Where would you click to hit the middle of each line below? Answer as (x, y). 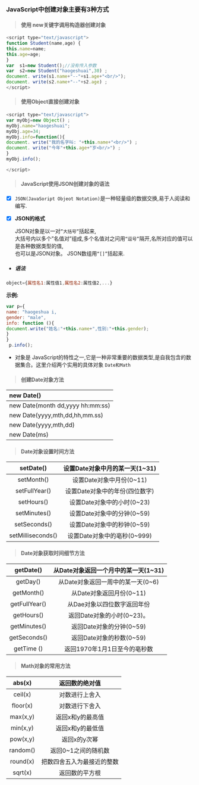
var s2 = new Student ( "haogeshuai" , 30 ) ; (57, 71)
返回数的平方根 (80, 772)
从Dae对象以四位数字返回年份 (109, 604)
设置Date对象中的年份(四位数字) (110, 491)
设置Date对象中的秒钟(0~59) (110, 525)
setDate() (34, 468)
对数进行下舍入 (80, 706)
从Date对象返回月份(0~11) (109, 593)
